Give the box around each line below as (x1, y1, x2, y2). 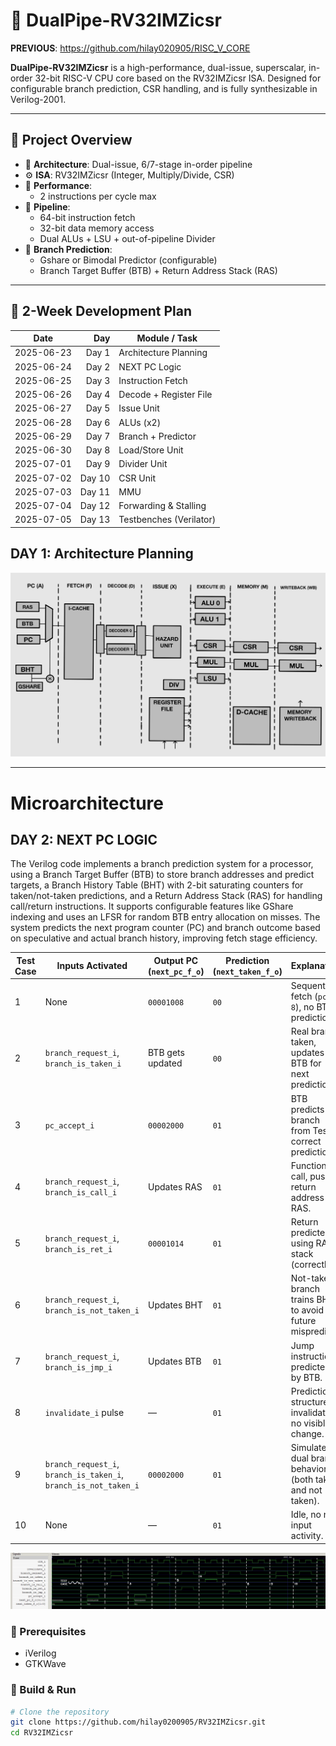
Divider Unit (118, 458, 168, 470)
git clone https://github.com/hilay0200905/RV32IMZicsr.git (10, 1717, 267, 1728)
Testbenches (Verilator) (118, 514, 217, 526)
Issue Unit (118, 402, 160, 414)
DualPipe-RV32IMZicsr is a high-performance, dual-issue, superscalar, (10, 61, 307, 73)
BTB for (290, 1057, 322, 1069)
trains (290, 1294, 315, 1306)
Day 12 (79, 500, 111, 512)
